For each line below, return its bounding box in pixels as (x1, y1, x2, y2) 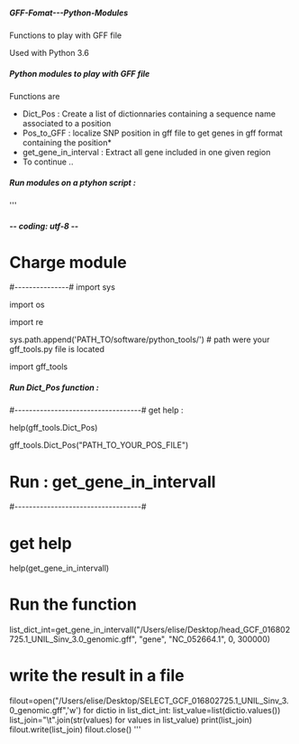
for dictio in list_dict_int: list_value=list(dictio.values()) (83, 705, 281, 716)
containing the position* (22, 136, 113, 148)
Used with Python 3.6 (9, 47, 90, 58)
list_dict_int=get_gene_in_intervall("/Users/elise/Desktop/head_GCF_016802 (9, 624, 291, 636)
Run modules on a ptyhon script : (9, 177, 137, 188)
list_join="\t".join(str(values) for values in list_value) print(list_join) (9, 714, 252, 726)
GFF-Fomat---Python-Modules (9, 7, 129, 18)
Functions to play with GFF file (9, 30, 122, 41)
